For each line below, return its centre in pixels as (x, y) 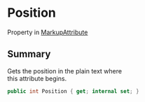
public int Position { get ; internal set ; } (73, 91)
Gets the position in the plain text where (65, 71)
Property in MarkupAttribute (48, 32)
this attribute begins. (37, 78)
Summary (29, 54)
